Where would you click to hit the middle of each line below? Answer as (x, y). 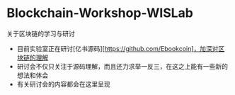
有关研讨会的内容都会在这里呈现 (63, 84)
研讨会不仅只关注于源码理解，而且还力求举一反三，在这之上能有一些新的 (122, 66)
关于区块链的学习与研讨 (41, 33)
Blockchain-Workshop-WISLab (100, 13)
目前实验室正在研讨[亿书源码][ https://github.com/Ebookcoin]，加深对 (117, 48)
